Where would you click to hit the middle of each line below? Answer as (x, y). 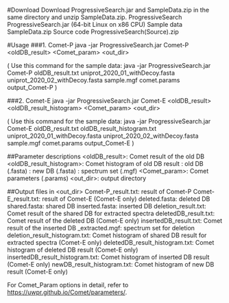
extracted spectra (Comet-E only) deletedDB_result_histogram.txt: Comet (111, 242)
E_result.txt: (24, 199)
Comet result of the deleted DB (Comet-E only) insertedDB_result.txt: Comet (115, 221)
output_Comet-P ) (32, 87)
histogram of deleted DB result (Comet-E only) (73, 250)
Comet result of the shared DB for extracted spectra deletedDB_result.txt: (111, 213)
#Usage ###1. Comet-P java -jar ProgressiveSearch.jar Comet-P (98, 45)
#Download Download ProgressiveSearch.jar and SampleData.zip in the (108, 10)
